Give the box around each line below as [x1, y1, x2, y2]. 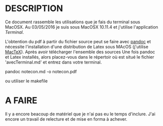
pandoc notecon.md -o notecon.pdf [5, 68, 77, 74]
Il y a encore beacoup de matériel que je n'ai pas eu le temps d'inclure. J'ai [5, 111, 156, 117]
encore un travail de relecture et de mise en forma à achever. [5, 116, 127, 122]
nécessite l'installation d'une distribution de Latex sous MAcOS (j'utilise [5, 44, 148, 49]
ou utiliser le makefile [5, 78, 48, 84]
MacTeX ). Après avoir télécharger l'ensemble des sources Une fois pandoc [5, 49, 155, 55]
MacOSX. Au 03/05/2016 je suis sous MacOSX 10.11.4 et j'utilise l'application [5, 24, 158, 30]
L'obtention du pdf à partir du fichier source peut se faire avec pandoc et [5, 38, 151, 44]
